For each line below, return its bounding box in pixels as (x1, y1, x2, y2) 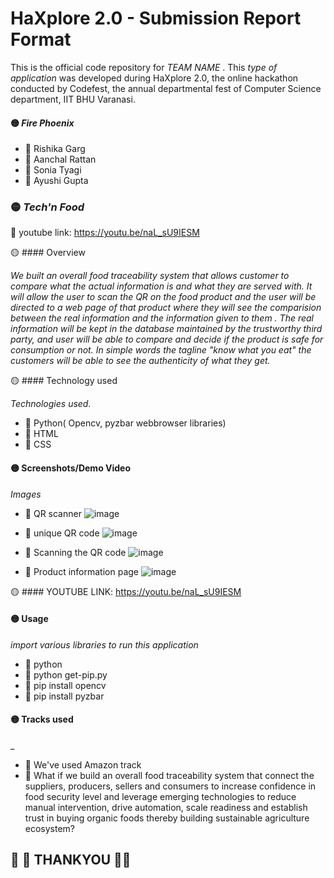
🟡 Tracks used (10, 713, 74, 726)
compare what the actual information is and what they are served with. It (10, 280, 313, 292)
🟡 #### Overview (10, 247, 86, 259)
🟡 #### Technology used (10, 375, 118, 387)
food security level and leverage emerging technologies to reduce (24, 791, 297, 803)
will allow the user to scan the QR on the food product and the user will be (10, 291, 317, 303)
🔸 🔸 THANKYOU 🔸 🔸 (10, 852, 132, 869)
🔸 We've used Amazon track (24, 759, 142, 771)
